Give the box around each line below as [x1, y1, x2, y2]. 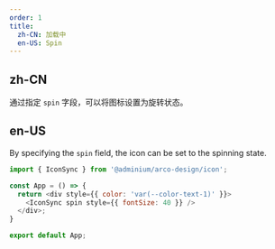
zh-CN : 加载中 [17, 30, 67, 39]
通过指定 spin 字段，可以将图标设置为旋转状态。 [9, 97, 188, 108]
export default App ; [9, 231, 87, 240]
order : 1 [9, 13, 42, 23]
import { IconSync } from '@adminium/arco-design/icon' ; [9, 164, 228, 174]
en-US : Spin [17, 38, 63, 48]
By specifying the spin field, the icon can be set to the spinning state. [9, 147, 268, 158]
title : [9, 22, 34, 31]
